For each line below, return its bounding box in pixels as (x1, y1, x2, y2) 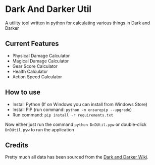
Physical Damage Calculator (12, 53, 70, 58)
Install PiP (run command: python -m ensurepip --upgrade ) (12, 107, 132, 112)
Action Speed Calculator (12, 73, 62, 80)
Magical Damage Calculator (12, 58, 69, 64)
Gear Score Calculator (12, 63, 58, 69)
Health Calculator (12, 68, 48, 74)
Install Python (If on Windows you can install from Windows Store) (12, 101, 148, 107)
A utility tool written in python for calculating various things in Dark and (5, 20, 150, 26)
